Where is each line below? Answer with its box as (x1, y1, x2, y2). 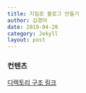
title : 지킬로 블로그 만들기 (7, 10, 80, 18)
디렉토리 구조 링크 (7, 78, 56, 87)
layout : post (7, 37, 46, 44)
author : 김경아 (7, 17, 48, 24)
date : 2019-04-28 (7, 23, 59, 30)
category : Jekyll (7, 30, 59, 37)
